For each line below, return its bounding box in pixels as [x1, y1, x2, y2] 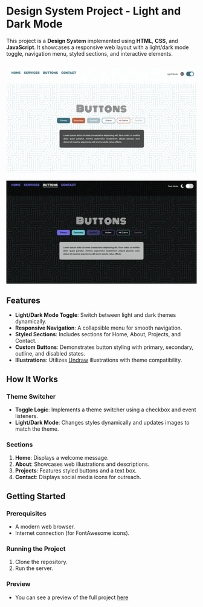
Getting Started [6, 491, 66, 501]
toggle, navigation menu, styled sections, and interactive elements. [6, 50, 173, 57]
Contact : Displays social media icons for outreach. [14, 474, 141, 481]
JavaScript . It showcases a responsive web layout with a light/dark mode [6, 44, 189, 51]
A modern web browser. [14, 523, 76, 531]
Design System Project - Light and [6, 4, 181, 18]
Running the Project [6, 544, 66, 552]
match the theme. [14, 425, 59, 433]
